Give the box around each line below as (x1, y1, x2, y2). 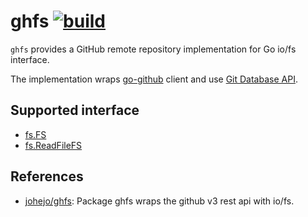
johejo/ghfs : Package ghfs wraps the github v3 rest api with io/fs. (24, 195, 295, 207)
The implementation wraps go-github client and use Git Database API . (10, 73, 298, 85)
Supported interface (10, 102, 140, 119)
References (10, 168, 84, 185)
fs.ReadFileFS (24, 139, 83, 151)
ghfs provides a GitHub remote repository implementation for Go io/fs (10, 43, 297, 55)
